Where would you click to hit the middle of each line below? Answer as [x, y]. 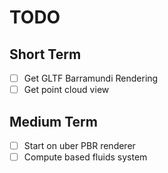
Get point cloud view [66, 90]
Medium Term [53, 121]
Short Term [45, 54]
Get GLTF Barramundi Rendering [91, 78]
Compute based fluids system [85, 157]
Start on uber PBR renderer [79, 145]
